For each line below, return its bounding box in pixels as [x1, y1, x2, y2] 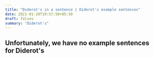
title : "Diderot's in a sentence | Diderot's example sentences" [5, 7, 140, 12]
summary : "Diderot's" [5, 20, 49, 26]
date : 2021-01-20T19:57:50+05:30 [5, 12, 73, 17]
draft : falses [5, 16, 34, 21]
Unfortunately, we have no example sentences [5, 39, 150, 47]
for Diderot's [5, 46, 45, 55]
